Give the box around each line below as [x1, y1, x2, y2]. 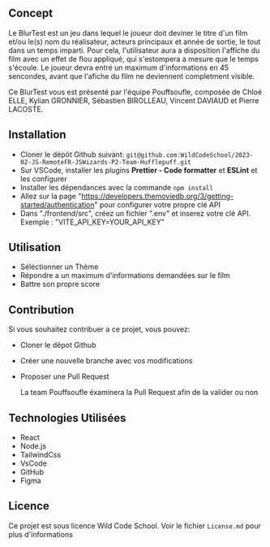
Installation [8, 128, 66, 141]
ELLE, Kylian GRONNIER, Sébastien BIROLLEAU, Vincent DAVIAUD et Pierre [8, 95, 259, 105]
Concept [8, 7, 54, 20]
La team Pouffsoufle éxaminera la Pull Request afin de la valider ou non [19, 388, 259, 397]
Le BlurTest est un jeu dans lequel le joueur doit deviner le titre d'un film [8, 28, 248, 37]
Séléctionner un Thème [19, 262, 99, 271]
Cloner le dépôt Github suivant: [19, 150, 125, 159]
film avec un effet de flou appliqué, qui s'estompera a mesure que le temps [8, 54, 259, 63]
